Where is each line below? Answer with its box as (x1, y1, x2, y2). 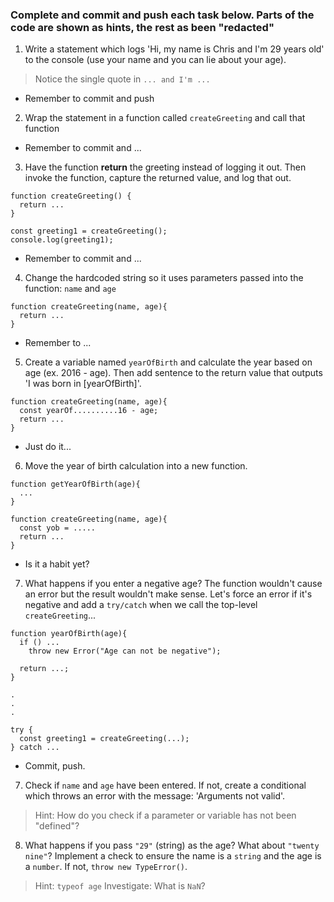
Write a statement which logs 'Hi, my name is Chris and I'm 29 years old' (24, 43, 325, 55)
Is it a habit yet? (24, 558, 90, 570)
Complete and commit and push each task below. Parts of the (10, 8, 315, 22)
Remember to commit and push (24, 93, 155, 105)
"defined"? (34, 820, 80, 832)
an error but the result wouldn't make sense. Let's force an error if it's (24, 588, 313, 600)
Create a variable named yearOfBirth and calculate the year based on (24, 356, 313, 368)
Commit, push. (24, 760, 86, 772)
